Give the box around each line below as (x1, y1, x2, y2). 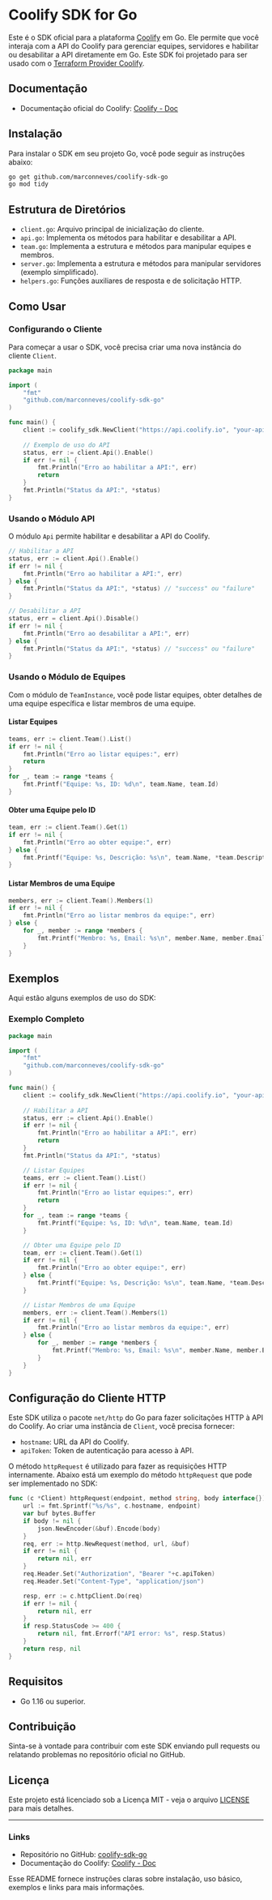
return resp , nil (23, 1645, 82, 1653)
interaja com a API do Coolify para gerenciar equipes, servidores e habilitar (8, 41, 259, 50)
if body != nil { (23, 1516, 82, 1525)
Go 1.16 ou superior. (19, 1696, 87, 1706)
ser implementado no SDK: (8, 1478, 98, 1489)
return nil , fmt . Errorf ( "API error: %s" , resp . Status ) (37, 1630, 227, 1638)
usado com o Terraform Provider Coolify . (8, 58, 145, 68)
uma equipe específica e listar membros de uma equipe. (8, 698, 196, 708)
